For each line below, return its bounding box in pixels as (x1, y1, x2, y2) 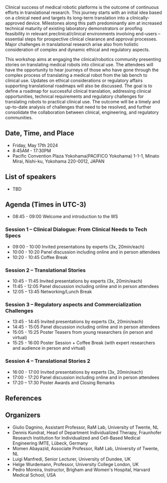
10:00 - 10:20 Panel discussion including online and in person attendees (12, 249, 161, 255)
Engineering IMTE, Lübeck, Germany (12, 440, 88, 446)
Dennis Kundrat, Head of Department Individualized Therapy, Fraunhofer (12, 429, 162, 436)
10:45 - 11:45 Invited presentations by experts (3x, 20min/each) (12, 278, 143, 284)
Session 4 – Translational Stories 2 (5, 358, 91, 365)
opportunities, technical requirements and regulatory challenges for (5, 93, 144, 99)
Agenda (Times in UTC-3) (5, 201, 86, 209)
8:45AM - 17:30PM (12, 147, 51, 154)
